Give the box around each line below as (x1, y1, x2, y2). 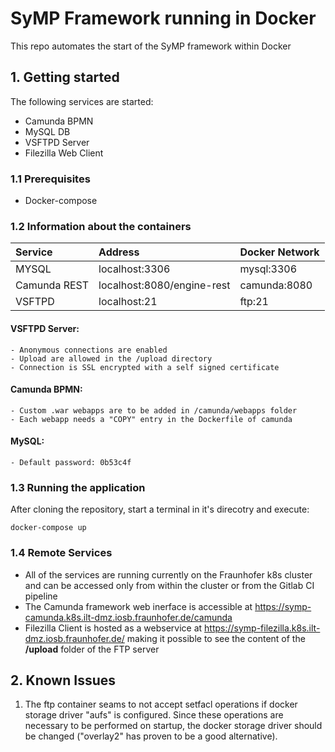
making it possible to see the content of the (126, 632, 306, 644)
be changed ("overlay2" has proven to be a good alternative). (24, 730, 278, 742)
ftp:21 (239, 295, 269, 309)
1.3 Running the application (10, 480, 146, 494)
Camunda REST (15, 278, 90, 292)
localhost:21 (98, 295, 158, 309)
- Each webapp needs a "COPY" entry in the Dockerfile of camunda (10, 414, 293, 424)
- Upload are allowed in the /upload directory (10, 353, 213, 364)
